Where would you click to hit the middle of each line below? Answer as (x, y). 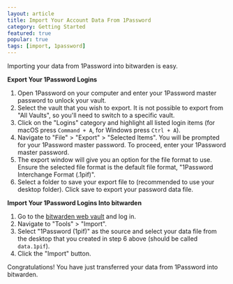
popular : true (28, 40)
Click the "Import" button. (54, 253)
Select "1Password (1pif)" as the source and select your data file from (117, 231)
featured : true (29, 33)
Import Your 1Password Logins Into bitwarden (74, 203)
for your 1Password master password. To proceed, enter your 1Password (122, 145)
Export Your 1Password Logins (52, 80)
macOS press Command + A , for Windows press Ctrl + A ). (99, 130)
